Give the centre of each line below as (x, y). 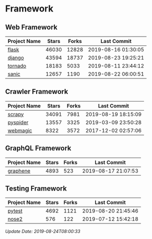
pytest (15, 211)
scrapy (16, 114)
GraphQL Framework (38, 148)
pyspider (18, 122)
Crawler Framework (37, 92)
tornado (17, 66)
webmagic (20, 130)
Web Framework (31, 27)
